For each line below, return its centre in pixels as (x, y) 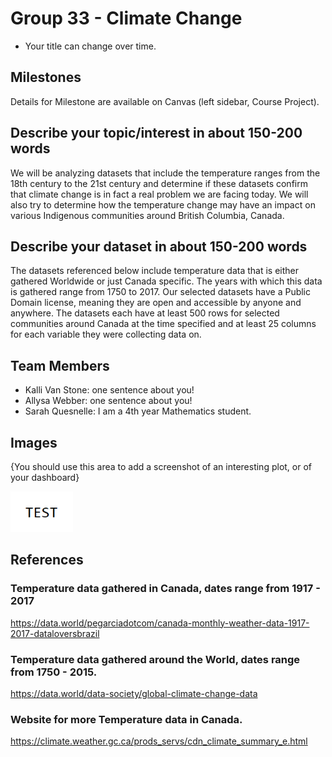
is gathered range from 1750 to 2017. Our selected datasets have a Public (161, 292)
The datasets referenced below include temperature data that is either (155, 271)
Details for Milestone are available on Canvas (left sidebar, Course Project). (165, 101)
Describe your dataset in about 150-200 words (159, 246)
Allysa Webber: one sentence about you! (108, 401)
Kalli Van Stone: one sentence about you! (109, 390)
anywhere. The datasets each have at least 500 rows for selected (145, 313)
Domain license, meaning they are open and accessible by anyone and (156, 303)
